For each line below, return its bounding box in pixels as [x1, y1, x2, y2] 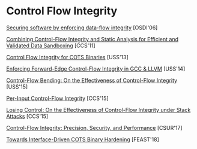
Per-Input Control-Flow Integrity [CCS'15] [6, 95, 109, 102]
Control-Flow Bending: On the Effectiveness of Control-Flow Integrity [6, 77, 178, 84]
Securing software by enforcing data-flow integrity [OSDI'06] [6, 24, 158, 31]
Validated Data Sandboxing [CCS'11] [6, 42, 95, 49]
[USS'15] [6, 83, 28, 90]
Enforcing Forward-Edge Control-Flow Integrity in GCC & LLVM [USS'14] [6, 65, 186, 72]
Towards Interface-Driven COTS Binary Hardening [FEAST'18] [6, 136, 159, 143]
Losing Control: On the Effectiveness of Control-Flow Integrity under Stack [6, 106, 191, 113]
